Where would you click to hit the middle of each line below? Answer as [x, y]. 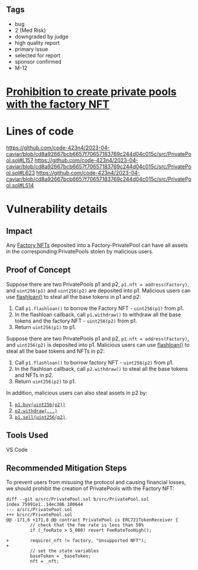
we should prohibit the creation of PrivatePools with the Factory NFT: [90, 488]
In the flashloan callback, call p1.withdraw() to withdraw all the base [98, 314]
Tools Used [27, 436]
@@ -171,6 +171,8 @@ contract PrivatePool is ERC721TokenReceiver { [92, 520]
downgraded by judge [42, 36]
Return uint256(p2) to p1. [45, 381]
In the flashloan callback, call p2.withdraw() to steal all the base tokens [101, 369]
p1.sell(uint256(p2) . [40, 416]
